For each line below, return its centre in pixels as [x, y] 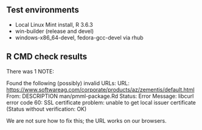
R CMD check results [47, 57]
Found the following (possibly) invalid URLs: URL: [68, 83]
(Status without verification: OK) [47, 109]
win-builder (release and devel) [54, 31]
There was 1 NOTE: [30, 71]
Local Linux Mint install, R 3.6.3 [54, 24]
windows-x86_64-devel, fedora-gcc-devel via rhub [79, 37]
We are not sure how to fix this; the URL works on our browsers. [86, 120]
